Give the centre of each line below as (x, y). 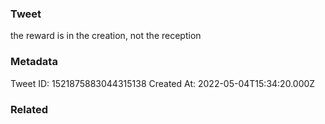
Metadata (34, 62)
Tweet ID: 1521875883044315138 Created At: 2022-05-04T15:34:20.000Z (163, 83)
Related (29, 109)
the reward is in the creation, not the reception (106, 36)
